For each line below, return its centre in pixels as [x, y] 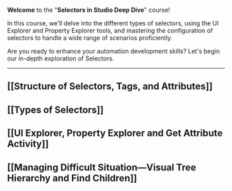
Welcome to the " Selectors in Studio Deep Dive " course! [89, 10]
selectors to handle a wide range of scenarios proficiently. [90, 38]
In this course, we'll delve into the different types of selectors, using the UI [113, 23]
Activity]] [28, 144]
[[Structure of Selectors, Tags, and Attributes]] [110, 86]
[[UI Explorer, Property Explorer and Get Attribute [115, 133]
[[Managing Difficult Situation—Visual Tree [102, 167]
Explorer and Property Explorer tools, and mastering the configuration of [110, 31]
